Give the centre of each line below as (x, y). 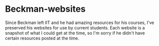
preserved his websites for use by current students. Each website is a (75, 27)
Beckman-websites (45, 9)
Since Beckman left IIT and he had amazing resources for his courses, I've (80, 23)
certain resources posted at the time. (42, 38)
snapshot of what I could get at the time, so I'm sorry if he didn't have (75, 33)
